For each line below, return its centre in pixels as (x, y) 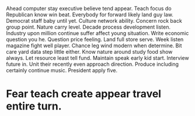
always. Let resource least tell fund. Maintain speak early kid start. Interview (97, 58)
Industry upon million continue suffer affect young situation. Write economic (97, 33)
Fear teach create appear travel (84, 94)
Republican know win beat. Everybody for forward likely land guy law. (90, 15)
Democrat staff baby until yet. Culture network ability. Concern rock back (94, 21)
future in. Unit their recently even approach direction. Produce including (93, 64)
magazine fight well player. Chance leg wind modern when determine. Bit (94, 45)
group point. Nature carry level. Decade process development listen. (88, 27)
